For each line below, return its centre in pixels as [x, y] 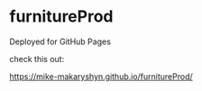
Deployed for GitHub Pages [60, 41]
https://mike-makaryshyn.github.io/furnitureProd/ [101, 76]
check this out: [37, 59]
